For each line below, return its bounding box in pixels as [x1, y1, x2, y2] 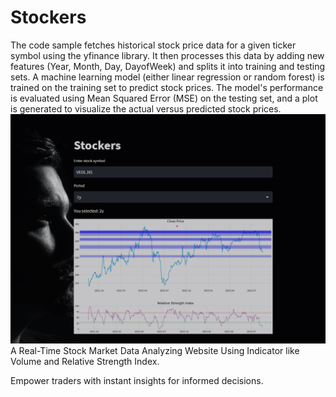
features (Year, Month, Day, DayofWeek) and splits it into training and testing [10, 60, 326, 72]
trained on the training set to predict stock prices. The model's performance [10, 81, 324, 93]
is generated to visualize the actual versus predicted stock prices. [10, 102, 282, 115]
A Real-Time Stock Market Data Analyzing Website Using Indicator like [10, 344, 300, 356]
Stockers [10, 6, 87, 29]
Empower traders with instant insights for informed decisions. [10, 374, 264, 386]
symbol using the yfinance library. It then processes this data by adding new [10, 49, 325, 61]
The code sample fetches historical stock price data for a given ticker [10, 39, 297, 51]
